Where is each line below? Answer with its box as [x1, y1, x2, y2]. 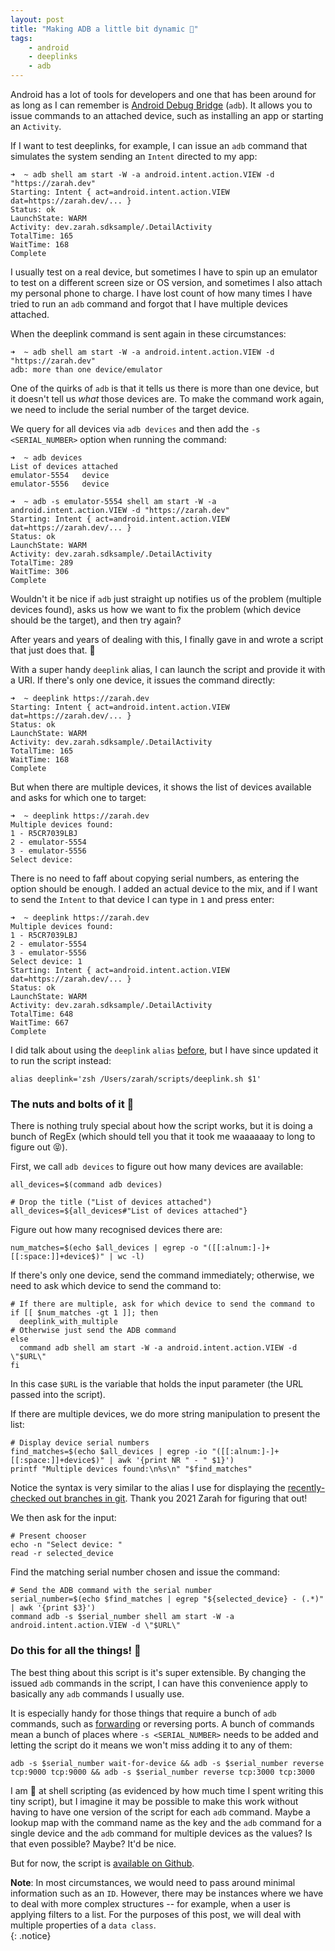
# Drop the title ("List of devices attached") [10, 1197, 213, 1208]
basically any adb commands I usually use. [10, 1687, 185, 1700]
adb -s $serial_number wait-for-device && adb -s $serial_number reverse [10, 1758, 325, 1768]
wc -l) [117, 1252, 145, 1262]
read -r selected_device [10, 1549, 114, 1559]
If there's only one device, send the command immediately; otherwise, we [10, 1269, 315, 1281]
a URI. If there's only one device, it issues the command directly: [10, 674, 276, 686]
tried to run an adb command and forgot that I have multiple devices [10, 298, 288, 310]
